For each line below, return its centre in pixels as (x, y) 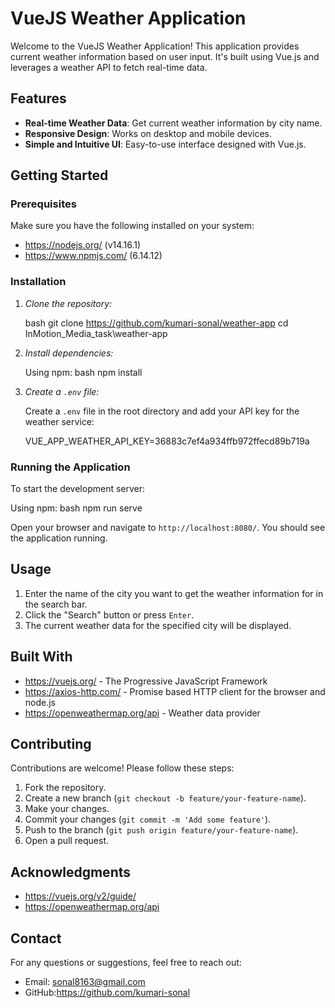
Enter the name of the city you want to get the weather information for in (174, 593)
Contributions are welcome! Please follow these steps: (122, 768)
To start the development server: (78, 489)
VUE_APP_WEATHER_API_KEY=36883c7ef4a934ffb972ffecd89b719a (167, 441)
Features (38, 98)
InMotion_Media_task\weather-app (96, 333)
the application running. (59, 538)
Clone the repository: (68, 303)
